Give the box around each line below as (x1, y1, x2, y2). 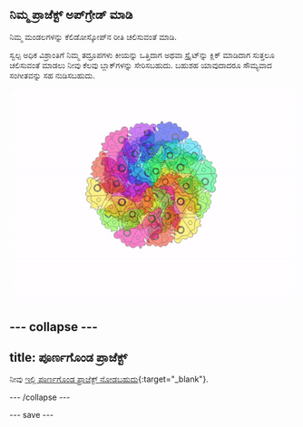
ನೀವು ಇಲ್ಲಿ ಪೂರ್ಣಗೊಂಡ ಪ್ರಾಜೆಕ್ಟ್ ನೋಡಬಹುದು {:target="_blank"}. (9, 374, 209, 384)
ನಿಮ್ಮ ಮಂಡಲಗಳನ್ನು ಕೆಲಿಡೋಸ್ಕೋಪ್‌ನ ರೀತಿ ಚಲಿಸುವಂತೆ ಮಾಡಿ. (9, 31, 177, 42)
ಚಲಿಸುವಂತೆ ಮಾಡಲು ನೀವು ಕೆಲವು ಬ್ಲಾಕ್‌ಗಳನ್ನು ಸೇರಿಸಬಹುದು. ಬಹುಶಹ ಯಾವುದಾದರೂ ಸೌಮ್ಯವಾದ (9, 59, 272, 71)
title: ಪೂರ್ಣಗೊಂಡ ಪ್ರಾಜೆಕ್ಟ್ (9, 350, 128, 365)
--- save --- (9, 410, 54, 421)
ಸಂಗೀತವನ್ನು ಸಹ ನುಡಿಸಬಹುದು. (9, 70, 95, 81)
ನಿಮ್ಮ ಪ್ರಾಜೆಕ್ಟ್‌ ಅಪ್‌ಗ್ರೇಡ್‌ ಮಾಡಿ (9, 7, 133, 23)
